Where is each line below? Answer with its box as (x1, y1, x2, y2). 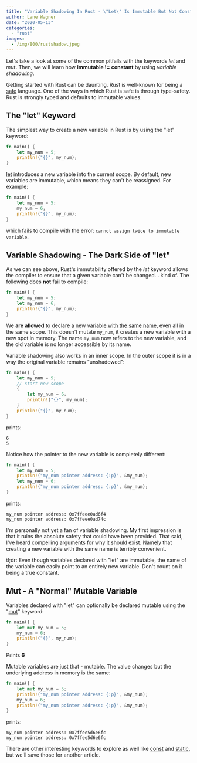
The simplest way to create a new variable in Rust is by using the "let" (6, 126, 175, 133)
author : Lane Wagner (6, 14, 57, 20)
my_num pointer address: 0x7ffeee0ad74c (6, 516, 107, 522)
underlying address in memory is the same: (6, 669, 111, 676)
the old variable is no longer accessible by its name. (6, 341, 132, 348)
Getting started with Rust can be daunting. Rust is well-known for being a (6, 81, 183, 88)
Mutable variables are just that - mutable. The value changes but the (6, 663, 172, 670)
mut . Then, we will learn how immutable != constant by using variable (6, 63, 177, 70)
